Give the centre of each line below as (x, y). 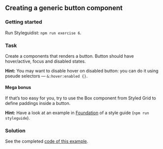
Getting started (24, 22)
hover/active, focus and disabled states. (45, 61)
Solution (15, 131)
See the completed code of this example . (47, 141)
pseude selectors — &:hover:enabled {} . (46, 76)
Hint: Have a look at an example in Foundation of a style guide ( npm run (77, 113)
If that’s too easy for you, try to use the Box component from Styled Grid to (81, 98)
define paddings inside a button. (38, 103)
